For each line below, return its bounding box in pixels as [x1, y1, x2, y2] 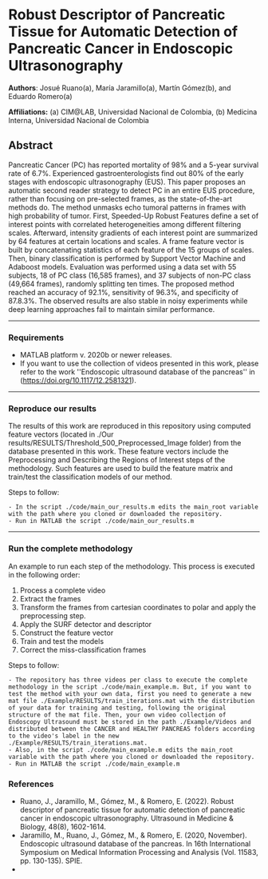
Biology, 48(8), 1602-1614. [19, 821, 106, 831]
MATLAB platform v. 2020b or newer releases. [19, 350, 173, 360]
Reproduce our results [8, 402, 97, 414]
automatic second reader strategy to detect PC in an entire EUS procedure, [8, 186, 255, 195]
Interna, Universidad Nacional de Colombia [8, 115, 149, 125]
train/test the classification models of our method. [8, 472, 173, 481]
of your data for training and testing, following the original [8, 704, 227, 712]
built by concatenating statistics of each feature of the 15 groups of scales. [8, 245, 254, 254]
